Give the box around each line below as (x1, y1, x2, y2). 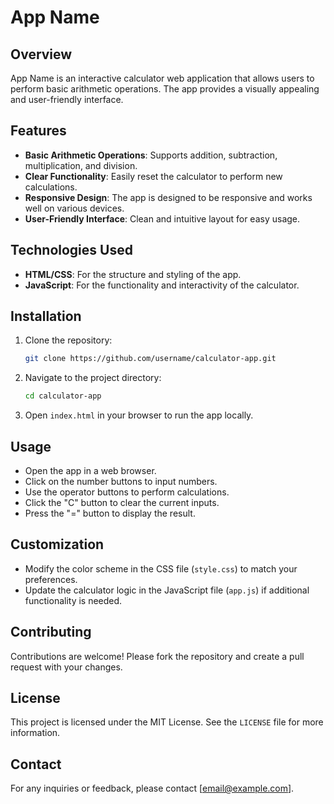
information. (10, 727, 61, 739)
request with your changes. (10, 661, 123, 673)
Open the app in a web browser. (24, 465, 157, 476)
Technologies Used (10, 242, 133, 259)
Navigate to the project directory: (24, 372, 162, 384)
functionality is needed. (24, 594, 123, 606)
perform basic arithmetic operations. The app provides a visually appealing (10, 83, 320, 95)
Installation (10, 308, 82, 325)
